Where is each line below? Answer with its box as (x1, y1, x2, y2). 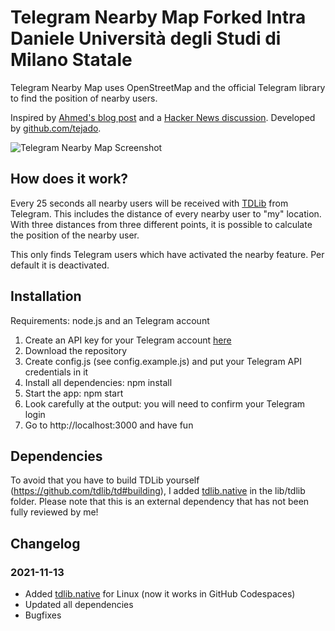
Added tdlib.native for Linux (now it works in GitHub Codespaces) (24, 588, 296, 600)
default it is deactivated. (10, 259, 110, 271)
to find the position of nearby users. (10, 92, 158, 104)
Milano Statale (10, 49, 133, 71)
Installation (10, 288, 82, 305)
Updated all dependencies (24, 599, 134, 611)
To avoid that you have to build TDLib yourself (10, 474, 200, 486)
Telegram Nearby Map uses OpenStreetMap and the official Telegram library (10, 81, 326, 93)
